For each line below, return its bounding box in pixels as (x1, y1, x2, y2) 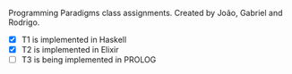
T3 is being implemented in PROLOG (21, 54, 157, 65)
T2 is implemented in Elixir (21, 45, 119, 55)
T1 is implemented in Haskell (21, 35, 127, 45)
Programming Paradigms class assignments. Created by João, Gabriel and (8, 8, 283, 18)
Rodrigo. (8, 17, 40, 28)
